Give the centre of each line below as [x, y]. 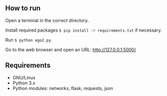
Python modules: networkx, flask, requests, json [63, 88]
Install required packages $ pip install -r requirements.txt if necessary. [83, 30]
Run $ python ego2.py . [29, 40]
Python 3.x [24, 83]
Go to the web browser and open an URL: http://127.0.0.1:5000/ [71, 49]
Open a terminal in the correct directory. [47, 20]
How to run [23, 8]
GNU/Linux [24, 77]
